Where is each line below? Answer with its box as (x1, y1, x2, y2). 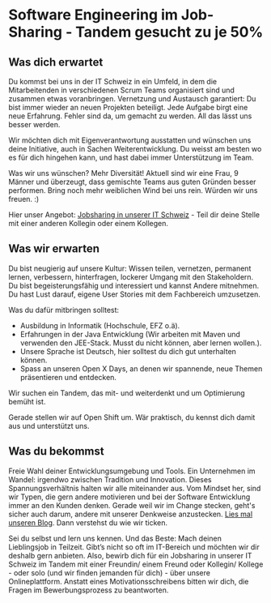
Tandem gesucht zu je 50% (75, 23, 264, 41)
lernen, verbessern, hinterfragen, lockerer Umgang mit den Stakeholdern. (8, 272, 254, 281)
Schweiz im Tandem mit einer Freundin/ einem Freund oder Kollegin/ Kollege (8, 559, 264, 569)
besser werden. (8, 120, 61, 129)
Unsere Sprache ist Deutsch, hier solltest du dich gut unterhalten (19, 346, 237, 356)
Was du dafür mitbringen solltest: (8, 305, 120, 314)
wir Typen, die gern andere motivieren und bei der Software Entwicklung (8, 492, 251, 502)
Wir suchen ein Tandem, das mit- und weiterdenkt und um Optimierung (8, 387, 245, 398)
